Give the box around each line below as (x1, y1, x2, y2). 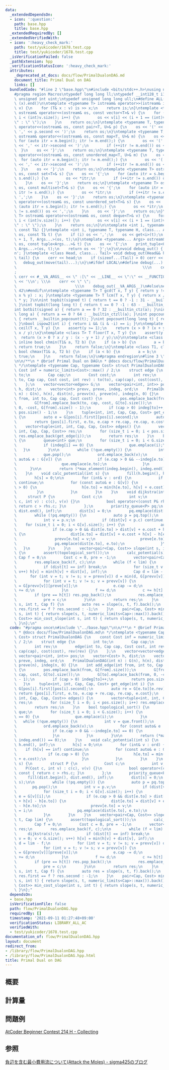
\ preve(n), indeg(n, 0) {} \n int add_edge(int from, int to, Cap (14, 663, 163, 668)
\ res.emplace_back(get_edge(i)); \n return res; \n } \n (14, 434, 154, 439)
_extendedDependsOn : (10, 12, 53, 17)
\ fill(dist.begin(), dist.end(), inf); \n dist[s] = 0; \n (14, 775, 163, 780)
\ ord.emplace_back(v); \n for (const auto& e (14, 724, 161, 729)
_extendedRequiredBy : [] (10, 31, 62, 36)
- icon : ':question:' (10, 17, 55, 22)
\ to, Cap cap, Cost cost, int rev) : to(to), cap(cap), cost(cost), (14, 377, 163, 382)
